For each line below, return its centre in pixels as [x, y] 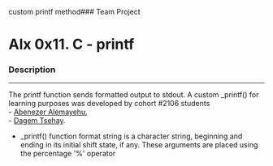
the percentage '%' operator [68, 154]
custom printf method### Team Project [74, 12]
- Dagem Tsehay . [37, 121]
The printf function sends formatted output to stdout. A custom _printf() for [134, 95]
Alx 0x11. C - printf [71, 45]
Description [32, 70]
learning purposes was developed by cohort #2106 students [109, 104]
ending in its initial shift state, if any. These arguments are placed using [139, 145]
